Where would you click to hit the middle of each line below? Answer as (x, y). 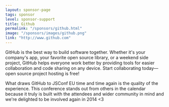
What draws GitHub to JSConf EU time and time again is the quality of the (82, 83)
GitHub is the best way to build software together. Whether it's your (75, 52)
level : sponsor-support (30, 19)
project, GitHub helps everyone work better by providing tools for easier (80, 63)
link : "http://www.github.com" (38, 38)
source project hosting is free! (48, 73)
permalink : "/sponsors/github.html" (44, 29)
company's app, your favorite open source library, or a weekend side (77, 57)
